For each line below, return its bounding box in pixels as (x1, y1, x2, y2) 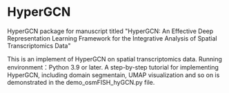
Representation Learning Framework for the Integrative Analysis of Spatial (7, 34, 217, 42)
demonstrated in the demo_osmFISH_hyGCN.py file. (7, 78, 155, 86)
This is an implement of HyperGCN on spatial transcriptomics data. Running (7, 54, 223, 63)
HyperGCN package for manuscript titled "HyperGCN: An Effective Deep (7, 27, 214, 35)
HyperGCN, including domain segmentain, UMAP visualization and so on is (7, 70, 220, 79)
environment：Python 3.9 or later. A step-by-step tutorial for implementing (7, 63, 219, 71)
